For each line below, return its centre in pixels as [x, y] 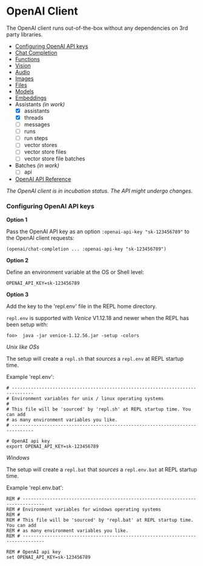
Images [24, 78]
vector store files [45, 152]
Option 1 [17, 219]
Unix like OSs [23, 347]
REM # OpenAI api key [34, 552]
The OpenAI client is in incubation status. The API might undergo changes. [99, 191]
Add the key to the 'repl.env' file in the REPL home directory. [82, 306]
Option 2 [17, 260]
